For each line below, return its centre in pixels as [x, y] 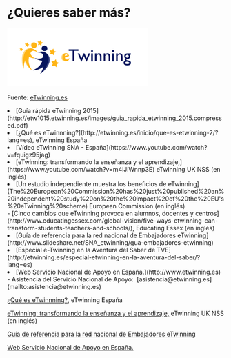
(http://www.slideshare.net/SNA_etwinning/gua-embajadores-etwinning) [110, 242]
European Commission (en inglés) [137, 206]
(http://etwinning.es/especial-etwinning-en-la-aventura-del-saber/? [104, 257]
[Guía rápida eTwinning [49, 110]
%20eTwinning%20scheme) [48, 206]
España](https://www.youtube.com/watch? [146, 147]
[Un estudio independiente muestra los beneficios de [91, 183]
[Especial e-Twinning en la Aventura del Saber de [86, 250]
